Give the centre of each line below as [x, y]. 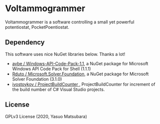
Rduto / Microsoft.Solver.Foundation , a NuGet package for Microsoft [80, 74]
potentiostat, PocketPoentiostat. [37, 27]
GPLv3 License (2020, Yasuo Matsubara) [46, 116]
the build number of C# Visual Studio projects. [58, 89]
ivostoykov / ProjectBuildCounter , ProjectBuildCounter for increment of [84, 84]
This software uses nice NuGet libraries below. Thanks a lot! [65, 54]
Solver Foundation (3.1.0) [37, 79]
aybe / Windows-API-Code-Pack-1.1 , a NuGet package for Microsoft [80, 63]
